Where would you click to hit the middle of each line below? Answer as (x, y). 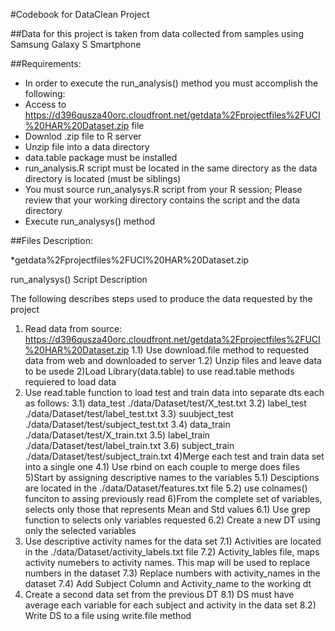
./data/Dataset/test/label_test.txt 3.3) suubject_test (129, 413)
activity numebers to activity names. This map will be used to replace (167, 562)
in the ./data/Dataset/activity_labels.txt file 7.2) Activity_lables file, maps (172, 552)
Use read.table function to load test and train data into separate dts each (174, 392)
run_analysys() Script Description (79, 279)
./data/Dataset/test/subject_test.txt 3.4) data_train (127, 424)
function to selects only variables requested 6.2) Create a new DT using (172, 520)
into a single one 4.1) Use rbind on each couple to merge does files (162, 467)
